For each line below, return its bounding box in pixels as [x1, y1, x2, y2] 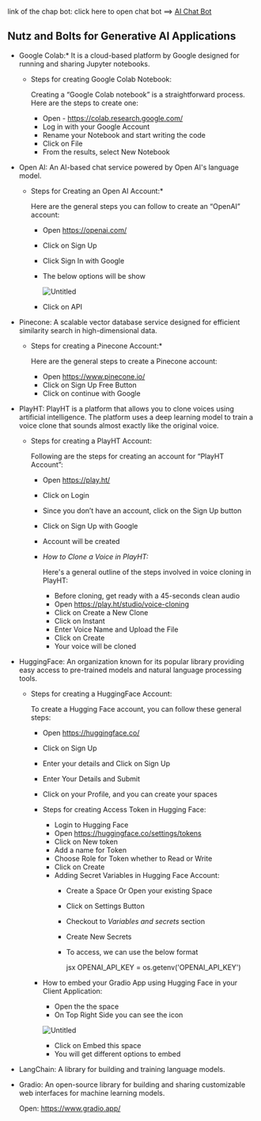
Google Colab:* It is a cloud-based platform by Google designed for [18, 51, 240, 60]
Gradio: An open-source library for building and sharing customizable [18, 1080, 246, 1089]
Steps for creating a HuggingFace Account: [30, 689, 172, 698]
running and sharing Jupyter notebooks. [18, 59, 151, 68]
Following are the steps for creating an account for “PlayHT [30, 451, 225, 461]
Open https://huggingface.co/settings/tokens [54, 828, 202, 838]
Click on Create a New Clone [54, 607, 149, 617]
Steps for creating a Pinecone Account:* [30, 340, 163, 351]
